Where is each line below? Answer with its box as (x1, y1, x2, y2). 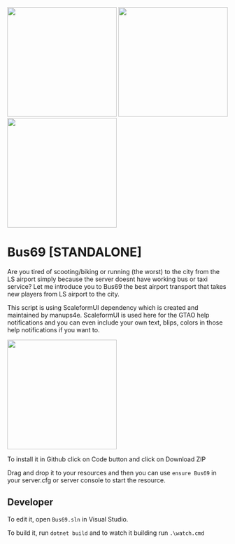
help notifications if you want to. (7, 325, 100, 334)
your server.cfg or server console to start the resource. (7, 476, 166, 484)
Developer (7, 496, 54, 508)
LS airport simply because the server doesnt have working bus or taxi (7, 275, 208, 283)
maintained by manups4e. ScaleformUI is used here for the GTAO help (7, 311, 210, 319)
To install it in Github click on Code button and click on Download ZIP (7, 455, 206, 463)
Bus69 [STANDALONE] (7, 245, 142, 260)
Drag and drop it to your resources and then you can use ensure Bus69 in (7, 468, 217, 477)
